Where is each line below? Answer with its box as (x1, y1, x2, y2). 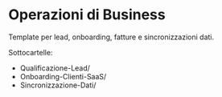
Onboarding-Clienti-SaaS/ (19, 71, 107, 81)
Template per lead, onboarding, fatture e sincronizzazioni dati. (8, 32, 215, 42)
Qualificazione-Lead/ (19, 63, 91, 73)
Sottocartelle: (8, 47, 53, 57)
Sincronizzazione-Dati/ (19, 80, 97, 90)
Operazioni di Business (8, 6, 166, 24)
